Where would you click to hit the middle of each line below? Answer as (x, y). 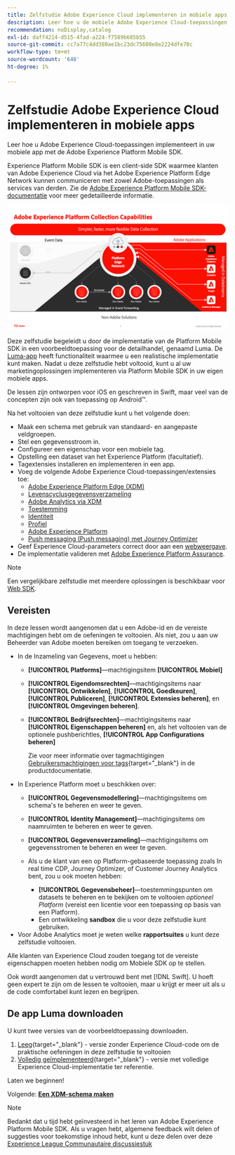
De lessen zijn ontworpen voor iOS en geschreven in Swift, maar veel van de (118, 392)
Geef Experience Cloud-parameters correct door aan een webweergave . (122, 547)
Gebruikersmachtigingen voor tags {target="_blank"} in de (111, 762)
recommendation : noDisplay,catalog (59, 30)
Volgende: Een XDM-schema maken (61, 1094)
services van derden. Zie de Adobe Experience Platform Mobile (99, 188)
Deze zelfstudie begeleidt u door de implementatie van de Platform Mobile (115, 341)
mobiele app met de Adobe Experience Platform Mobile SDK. (95, 152)
